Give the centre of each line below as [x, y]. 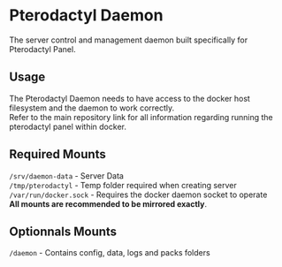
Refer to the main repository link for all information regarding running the [141, 117]
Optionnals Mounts [63, 231]
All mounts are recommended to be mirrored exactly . [108, 203]
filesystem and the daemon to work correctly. [92, 108]
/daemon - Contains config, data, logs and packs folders [110, 253]
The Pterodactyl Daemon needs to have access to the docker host [130, 98]
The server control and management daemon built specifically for [129, 40]
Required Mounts [57, 154]
